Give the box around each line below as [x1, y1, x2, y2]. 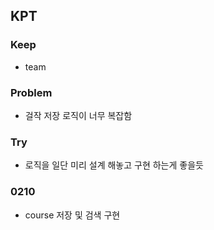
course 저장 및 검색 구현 [24, 209, 121, 221]
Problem [10, 85, 53, 99]
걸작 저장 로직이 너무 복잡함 [24, 109, 133, 121]
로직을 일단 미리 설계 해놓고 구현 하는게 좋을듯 [24, 159, 204, 171]
